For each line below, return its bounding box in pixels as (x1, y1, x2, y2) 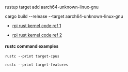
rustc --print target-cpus (5, 54, 60, 59)
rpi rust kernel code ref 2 (12, 32, 62, 38)
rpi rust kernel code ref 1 (12, 23, 62, 29)
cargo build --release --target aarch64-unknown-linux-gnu (5, 14, 124, 19)
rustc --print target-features (5, 62, 68, 67)
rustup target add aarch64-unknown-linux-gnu (5, 4, 99, 10)
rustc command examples (5, 43, 59, 49)
